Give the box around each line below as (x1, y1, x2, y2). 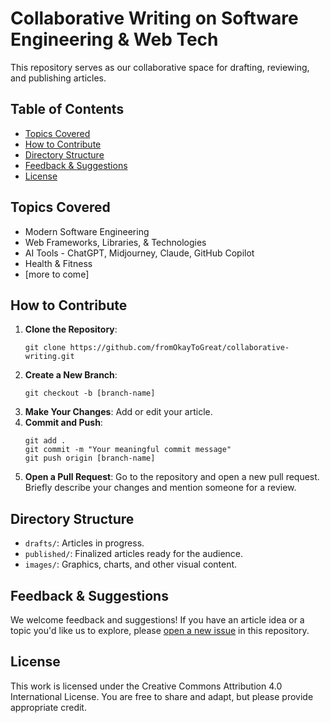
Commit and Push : (24, 417, 103, 429)
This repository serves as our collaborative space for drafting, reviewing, (10, 61, 310, 73)
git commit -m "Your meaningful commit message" (24, 445, 232, 455)
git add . (24, 436, 67, 446)
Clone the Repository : (24, 323, 118, 336)
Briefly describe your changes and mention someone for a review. (24, 482, 297, 494)
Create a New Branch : (24, 369, 118, 381)
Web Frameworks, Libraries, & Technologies (24, 236, 207, 248)
